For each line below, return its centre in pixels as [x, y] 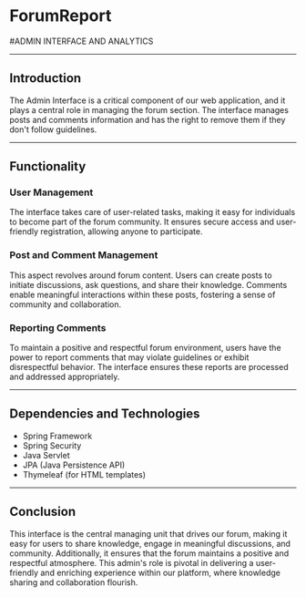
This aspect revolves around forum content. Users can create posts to [141, 275]
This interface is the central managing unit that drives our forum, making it [148, 533]
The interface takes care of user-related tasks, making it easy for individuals [153, 212]
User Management [51, 192]
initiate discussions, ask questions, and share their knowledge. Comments [148, 284]
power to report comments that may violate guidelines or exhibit [129, 357]
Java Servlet [46, 455]
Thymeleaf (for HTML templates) [84, 474]
